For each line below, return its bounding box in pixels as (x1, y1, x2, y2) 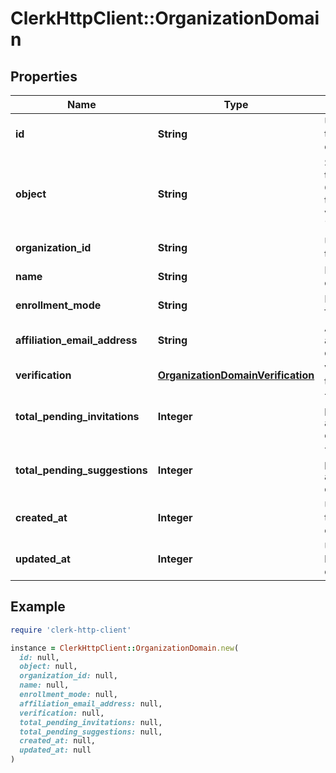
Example (10, 598, 66, 616)
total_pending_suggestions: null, (19, 727, 163, 737)
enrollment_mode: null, (19, 690, 118, 700)
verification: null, (19, 708, 105, 718)
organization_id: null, (19, 671, 118, 681)
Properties (10, 68, 78, 85)
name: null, (19, 680, 70, 691)
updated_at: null (19, 745, 92, 756)
